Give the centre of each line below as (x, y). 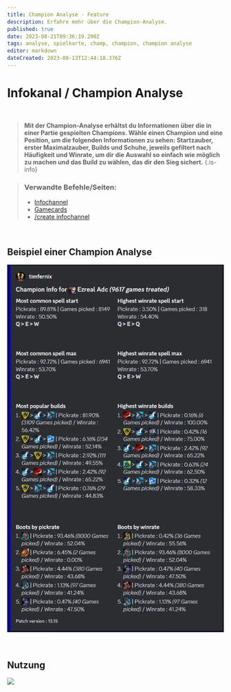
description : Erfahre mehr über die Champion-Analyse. (87, 22)
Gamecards (51, 209)
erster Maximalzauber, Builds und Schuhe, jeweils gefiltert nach (117, 147)
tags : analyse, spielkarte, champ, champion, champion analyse (100, 44)
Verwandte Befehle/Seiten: (70, 187)
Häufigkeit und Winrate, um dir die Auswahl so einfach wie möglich (122, 154)
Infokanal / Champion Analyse (95, 93)
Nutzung (26, 665)
